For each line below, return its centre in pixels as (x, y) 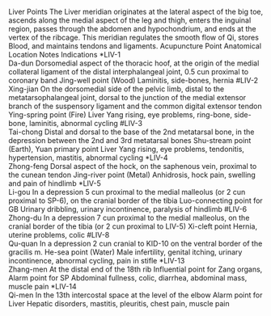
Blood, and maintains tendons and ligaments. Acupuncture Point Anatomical (135, 46)
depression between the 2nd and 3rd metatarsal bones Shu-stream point (130, 140)
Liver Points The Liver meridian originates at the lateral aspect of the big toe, (136, 12)
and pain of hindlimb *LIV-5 (55, 183)
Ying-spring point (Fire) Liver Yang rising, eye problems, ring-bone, (121, 115)
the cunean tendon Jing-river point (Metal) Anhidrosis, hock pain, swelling (132, 175)
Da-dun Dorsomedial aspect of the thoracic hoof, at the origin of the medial (134, 63)
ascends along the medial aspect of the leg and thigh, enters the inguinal (130, 20)
